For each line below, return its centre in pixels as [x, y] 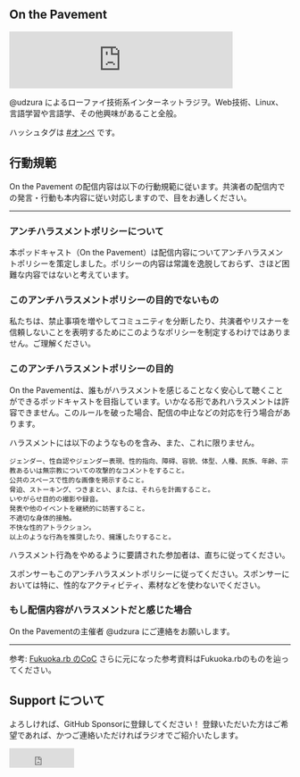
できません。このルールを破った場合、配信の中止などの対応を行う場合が [150, 412]
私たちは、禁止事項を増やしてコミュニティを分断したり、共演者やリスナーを [150, 322]
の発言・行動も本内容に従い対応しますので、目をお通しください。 [130, 197]
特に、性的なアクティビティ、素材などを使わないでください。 [153, 585]
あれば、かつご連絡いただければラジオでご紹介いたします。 [134, 735]
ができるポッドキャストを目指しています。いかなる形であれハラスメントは [146, 401]
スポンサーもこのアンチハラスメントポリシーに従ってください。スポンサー [146, 573]
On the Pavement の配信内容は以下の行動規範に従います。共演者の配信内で [147, 186]
